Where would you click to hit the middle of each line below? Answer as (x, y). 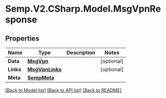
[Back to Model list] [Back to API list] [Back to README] (63, 90)
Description (81, 53)
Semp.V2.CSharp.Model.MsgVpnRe (83, 9)
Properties (22, 38)
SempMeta (41, 78)
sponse (21, 20)
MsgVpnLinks (44, 69)
